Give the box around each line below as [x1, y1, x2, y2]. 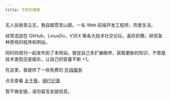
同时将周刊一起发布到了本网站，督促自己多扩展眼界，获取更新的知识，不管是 [5, 49, 166, 56]
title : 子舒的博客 [5, 7, 41, 13]
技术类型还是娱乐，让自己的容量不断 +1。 [5, 56, 92, 62]
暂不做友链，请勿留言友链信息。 [5, 88, 72, 94]
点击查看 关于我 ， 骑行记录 [5, 77, 60, 83]
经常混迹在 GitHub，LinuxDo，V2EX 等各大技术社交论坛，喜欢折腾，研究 [5, 32, 158, 38]
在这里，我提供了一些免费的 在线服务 [5, 67, 82, 73]
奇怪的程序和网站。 [9, 39, 50, 45]
